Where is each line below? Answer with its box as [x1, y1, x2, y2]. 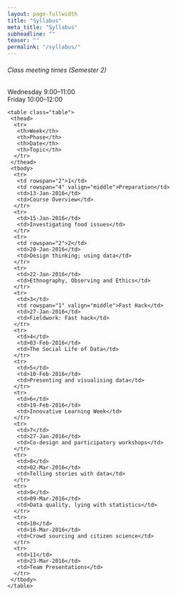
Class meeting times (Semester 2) [7, 66, 107, 74]
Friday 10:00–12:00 [7, 95, 63, 104]
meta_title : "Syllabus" [7, 23, 78, 31]
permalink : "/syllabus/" [7, 43, 81, 51]
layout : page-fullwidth [7, 10, 78, 18]
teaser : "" [7, 37, 40, 44]
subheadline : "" [7, 30, 55, 38]
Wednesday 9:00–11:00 [7, 88, 76, 96]
